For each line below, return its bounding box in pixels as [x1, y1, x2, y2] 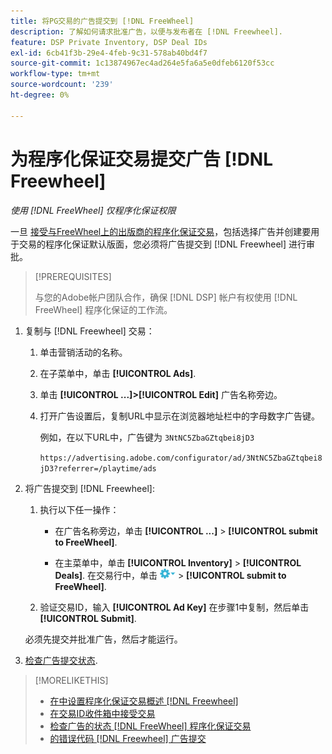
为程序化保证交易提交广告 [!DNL [10, 148, 274, 170]
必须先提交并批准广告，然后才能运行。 [24, 633, 183, 645]
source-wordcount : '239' [10, 80, 114, 90]
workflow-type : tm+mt [10, 69, 101, 79]
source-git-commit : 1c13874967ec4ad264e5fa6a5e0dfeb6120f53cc [10, 58, 275, 69]
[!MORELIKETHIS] [34, 674, 109, 686]
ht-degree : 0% [10, 90, 70, 100]
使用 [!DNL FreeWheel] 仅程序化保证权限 [10, 204, 177, 216]
